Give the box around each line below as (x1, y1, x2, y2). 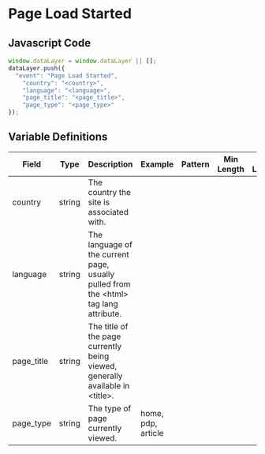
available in (88, 380, 130, 391)
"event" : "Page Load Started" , (15, 72, 118, 80)
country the (88, 186, 132, 197)
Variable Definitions (8, 130, 108, 144)
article (140, 427, 164, 438)
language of (88, 238, 132, 250)
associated (88, 206, 129, 217)
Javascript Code (8, 36, 91, 50)
